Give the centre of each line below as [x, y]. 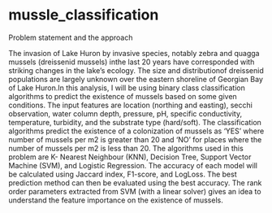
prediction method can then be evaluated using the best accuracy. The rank [135, 183]
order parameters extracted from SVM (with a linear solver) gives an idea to [135, 191]
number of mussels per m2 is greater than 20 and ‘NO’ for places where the [135, 139]
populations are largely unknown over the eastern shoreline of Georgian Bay [136, 79]
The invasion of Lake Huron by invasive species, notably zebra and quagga [134, 53]
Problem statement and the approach [71, 37]
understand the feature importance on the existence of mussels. [116, 200]
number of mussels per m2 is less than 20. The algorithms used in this [126, 148]
